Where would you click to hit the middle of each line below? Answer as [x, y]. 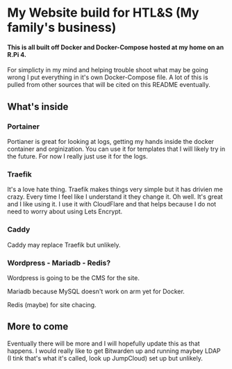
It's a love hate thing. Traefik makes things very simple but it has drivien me [115, 190]
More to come [38, 327]
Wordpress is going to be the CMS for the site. [74, 278]
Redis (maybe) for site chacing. [52, 304]
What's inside [38, 107]
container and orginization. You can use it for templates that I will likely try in [116, 149]
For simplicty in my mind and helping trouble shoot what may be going [108, 70]
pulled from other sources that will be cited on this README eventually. [109, 85]
